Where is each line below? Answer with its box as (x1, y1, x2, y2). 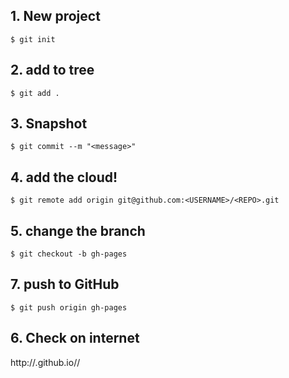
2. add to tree (10, 62, 95, 79)
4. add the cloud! (10, 169, 118, 186)
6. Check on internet (10, 330, 140, 347)
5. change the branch (10, 222, 146, 239)
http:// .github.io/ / (10, 356, 81, 368)
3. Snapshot (10, 115, 88, 133)
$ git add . (10, 88, 60, 98)
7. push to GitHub (10, 276, 120, 293)
